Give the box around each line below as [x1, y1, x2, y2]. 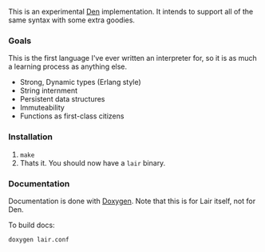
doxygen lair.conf [8, 235, 69, 243]
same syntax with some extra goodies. [8, 15, 136, 25]
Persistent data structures [19, 94, 105, 104]
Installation [8, 131, 53, 142]
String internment [19, 86, 78, 95]
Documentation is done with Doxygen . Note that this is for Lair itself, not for [8, 196, 256, 206]
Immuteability [19, 103, 65, 113]
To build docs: [8, 220, 55, 230]
